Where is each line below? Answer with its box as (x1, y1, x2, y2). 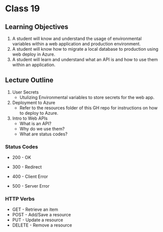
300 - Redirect (12, 164, 42, 170)
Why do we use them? (19, 126, 65, 132)
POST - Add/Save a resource (12, 212, 71, 218)
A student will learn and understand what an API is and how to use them (12, 57, 158, 62)
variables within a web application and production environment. (12, 41, 141, 47)
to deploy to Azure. (19, 110, 58, 116)
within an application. (12, 62, 55, 67)
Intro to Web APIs (12, 115, 48, 121)
